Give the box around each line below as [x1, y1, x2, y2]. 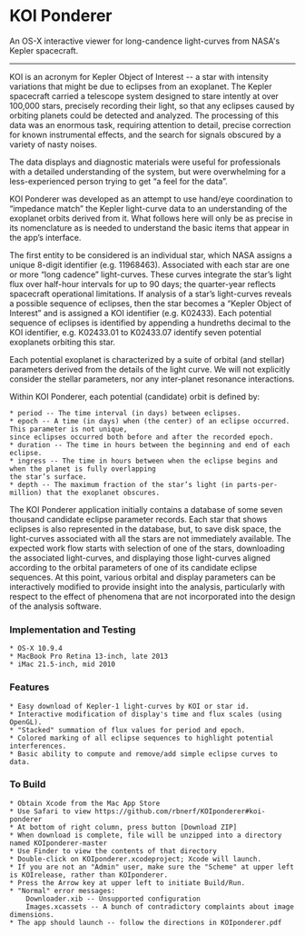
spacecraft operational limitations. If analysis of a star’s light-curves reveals [9, 288, 292, 299]
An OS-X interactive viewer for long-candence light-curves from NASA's [9, 35, 280, 46]
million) [9, 488, 43, 497]
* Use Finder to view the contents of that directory [9, 846, 218, 855]
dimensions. [9, 910, 54, 919]
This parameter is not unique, [9, 424, 128, 433]
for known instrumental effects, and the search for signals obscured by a [9, 129, 281, 140]
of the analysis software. [9, 601, 102, 612]
